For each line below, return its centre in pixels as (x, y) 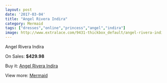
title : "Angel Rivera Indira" (37, 19)
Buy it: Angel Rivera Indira (32, 66)
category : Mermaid (24, 23)
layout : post (19, 10)
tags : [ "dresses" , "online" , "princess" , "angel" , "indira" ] (65, 28)
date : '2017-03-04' (25, 14)
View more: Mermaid (27, 75)
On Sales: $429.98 (25, 56)
